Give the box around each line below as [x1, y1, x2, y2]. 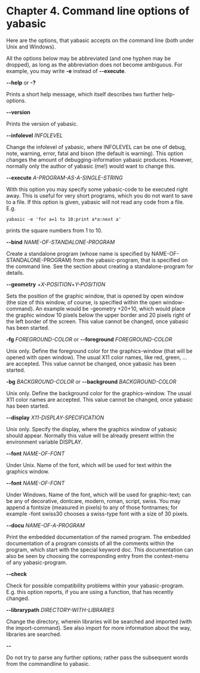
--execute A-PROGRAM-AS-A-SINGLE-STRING [6, 174, 124, 181]
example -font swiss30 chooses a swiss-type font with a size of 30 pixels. [6, 510, 189, 517]
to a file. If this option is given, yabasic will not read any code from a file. [6, 198, 184, 205]
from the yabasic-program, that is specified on [73, 256, 188, 263]
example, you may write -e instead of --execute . [6, 67, 127, 74]
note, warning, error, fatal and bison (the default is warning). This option [6, 150, 184, 157]
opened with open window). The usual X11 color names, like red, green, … [6, 353, 187, 360]
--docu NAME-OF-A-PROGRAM [6, 522, 85, 529]
